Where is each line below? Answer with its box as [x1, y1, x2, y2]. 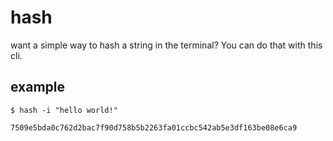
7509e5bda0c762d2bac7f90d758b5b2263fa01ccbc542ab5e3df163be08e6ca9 [10, 122, 298, 133]
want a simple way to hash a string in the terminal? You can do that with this [10, 39, 323, 51]
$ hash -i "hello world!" [10, 105, 118, 115]
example [10, 79, 66, 96]
